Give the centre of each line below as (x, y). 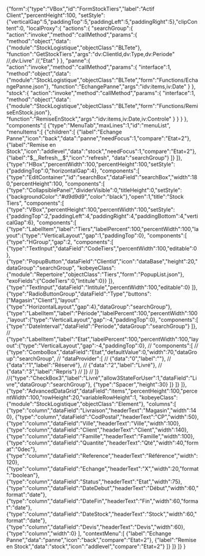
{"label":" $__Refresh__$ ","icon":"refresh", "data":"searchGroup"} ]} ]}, (94, 158)
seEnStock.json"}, (29, 112)
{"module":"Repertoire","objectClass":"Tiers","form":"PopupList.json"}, (95, 274)
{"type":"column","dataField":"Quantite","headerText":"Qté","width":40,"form (103, 443)
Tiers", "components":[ (35, 203)
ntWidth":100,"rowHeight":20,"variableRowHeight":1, (72, 397)
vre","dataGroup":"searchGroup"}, (49, 384)
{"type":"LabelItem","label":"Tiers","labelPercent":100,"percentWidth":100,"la (103, 229)
